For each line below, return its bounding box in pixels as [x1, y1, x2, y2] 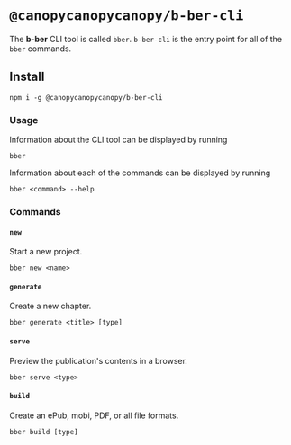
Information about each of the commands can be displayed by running [9, 167, 271, 178]
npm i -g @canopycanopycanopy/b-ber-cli [9, 93, 164, 102]
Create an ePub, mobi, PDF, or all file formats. [9, 410, 179, 421]
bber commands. [9, 43, 72, 54]
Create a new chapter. [9, 300, 92, 312]
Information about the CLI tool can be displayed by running [9, 134, 228, 146]
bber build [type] [9, 427, 78, 436]
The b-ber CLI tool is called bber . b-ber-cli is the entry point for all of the [9, 33, 282, 44]
